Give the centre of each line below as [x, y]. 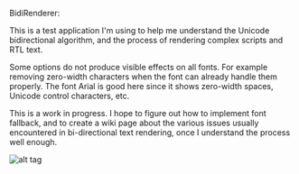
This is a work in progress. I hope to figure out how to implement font [138, 113]
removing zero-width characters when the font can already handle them [143, 77]
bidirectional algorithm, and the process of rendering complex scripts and [146, 40]
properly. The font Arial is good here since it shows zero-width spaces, [141, 86]
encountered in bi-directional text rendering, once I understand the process [150, 133]
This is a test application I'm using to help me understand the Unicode [140, 30]
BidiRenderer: [35, 13]
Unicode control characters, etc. [70, 96]
